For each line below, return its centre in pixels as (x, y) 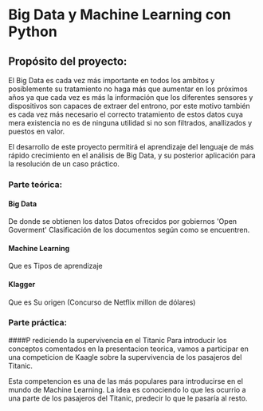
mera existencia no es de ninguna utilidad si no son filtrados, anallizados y (130, 123)
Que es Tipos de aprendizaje (55, 266)
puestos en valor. (37, 131)
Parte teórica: (35, 184)
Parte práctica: (38, 323)
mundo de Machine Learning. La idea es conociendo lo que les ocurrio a (127, 389)
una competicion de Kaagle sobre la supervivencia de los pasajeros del (125, 357)
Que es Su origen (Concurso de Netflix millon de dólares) (102, 302)
